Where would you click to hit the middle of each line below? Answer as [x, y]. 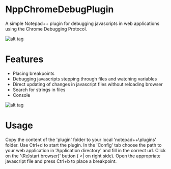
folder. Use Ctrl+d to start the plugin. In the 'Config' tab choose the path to [83, 145]
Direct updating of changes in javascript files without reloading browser [88, 84]
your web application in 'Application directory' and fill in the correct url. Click [85, 150]
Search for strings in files [39, 90]
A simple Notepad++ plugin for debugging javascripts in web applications [82, 23]
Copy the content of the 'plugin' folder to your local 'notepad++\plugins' [81, 139]
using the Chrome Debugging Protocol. [46, 29]
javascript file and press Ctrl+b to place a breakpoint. [61, 161]
